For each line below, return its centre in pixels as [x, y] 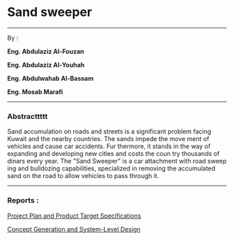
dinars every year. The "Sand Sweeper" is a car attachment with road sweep [117, 161]
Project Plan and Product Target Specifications [74, 216]
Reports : [23, 200]
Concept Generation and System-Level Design [74, 229]
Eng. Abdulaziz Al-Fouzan [46, 51]
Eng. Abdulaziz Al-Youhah [46, 65]
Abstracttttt [28, 116]
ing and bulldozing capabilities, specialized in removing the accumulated [111, 168]
